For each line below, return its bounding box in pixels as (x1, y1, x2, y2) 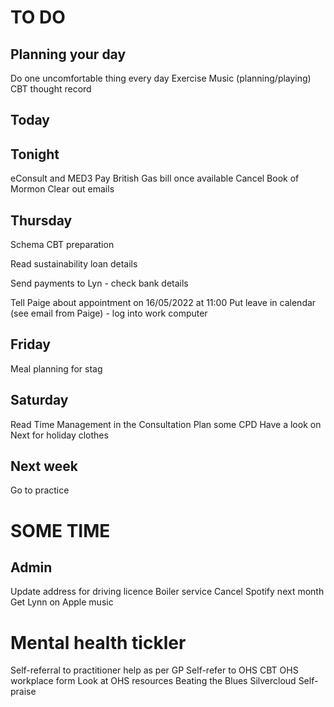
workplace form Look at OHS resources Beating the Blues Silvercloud (10, 675, 297, 687)
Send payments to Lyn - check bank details (10, 277, 189, 290)
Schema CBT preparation (10, 239, 115, 251)
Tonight (10, 146, 60, 163)
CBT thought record (10, 83, 92, 95)
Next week (10, 458, 79, 475)
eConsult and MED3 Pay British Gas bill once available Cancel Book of (10, 172, 300, 185)
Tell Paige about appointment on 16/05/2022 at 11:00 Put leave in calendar (10, 297, 317, 309)
